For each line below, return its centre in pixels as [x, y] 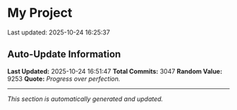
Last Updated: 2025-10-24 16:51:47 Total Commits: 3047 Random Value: [115, 71]
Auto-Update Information [64, 54]
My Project [40, 13]
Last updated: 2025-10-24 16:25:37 [59, 32]
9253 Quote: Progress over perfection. [64, 78]
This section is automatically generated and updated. [85, 99]
